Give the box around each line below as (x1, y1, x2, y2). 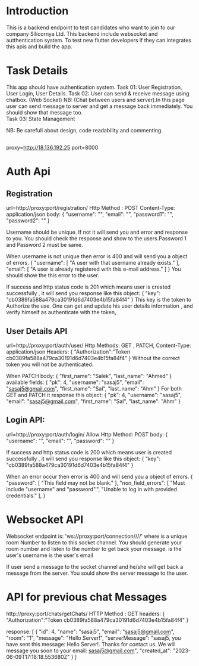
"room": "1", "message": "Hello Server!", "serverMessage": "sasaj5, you (6, 634, 181, 642)
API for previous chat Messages (6, 590, 168, 604)
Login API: (6, 415, 45, 425)
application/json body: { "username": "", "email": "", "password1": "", (6, 210, 173, 218)
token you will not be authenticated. (6, 361, 94, 368)
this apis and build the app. (6, 43, 72, 50)
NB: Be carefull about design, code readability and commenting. (6, 126, 163, 134)
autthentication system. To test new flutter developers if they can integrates (6, 36, 192, 44)
